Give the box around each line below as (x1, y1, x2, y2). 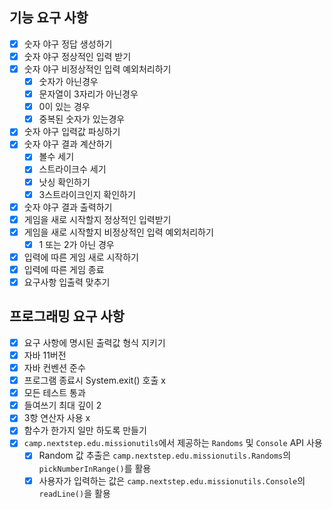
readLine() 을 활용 (38, 487, 111, 499)
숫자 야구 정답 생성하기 (23, 38, 113, 50)
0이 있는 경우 (38, 101, 91, 113)
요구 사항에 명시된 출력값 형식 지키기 (23, 336, 166, 348)
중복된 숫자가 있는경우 (38, 113, 126, 125)
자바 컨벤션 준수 (23, 362, 86, 373)
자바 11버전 (23, 349, 67, 361)
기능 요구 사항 (9, 9, 89, 27)
